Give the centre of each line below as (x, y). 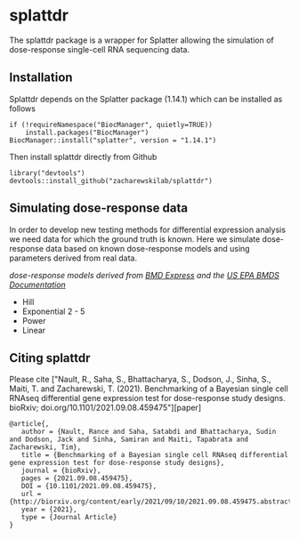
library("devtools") (48, 173)
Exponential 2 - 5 (53, 311)
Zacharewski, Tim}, (45, 447)
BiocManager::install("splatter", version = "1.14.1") (113, 140)
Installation (41, 78)
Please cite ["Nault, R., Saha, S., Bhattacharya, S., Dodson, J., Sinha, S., (140, 380)
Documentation (38, 285)
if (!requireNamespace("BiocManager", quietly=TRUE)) (111, 124)
